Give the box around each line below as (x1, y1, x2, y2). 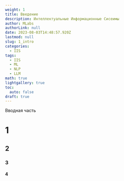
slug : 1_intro (5, 39, 34, 44)
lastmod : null (5, 35, 34, 40)
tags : (5, 53, 16, 58)
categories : (5, 44, 29, 49)
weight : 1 (5, 7, 25, 12)
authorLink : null (5, 26, 41, 30)
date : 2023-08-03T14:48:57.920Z (5, 30, 71, 35)
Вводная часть (5, 108, 36, 114)
